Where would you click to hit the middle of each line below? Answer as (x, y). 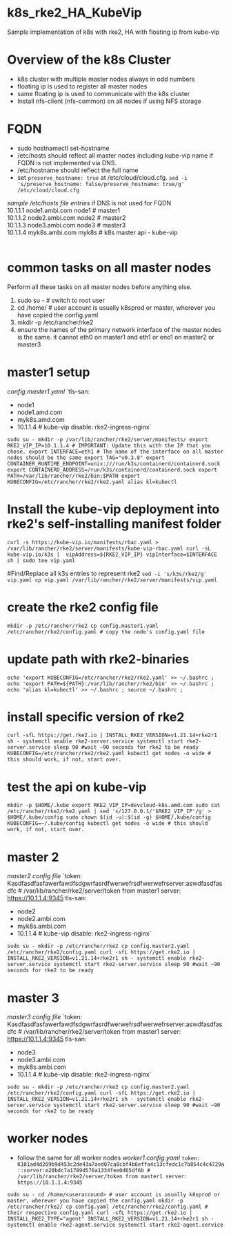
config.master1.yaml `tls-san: (49, 391)
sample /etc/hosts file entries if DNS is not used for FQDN (89, 203)
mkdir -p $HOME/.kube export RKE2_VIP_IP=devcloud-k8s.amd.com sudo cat (114, 806)
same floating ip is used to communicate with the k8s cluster (103, 93)
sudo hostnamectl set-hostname (63, 148)
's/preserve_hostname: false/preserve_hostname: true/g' (101, 184)
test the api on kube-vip (77, 787)
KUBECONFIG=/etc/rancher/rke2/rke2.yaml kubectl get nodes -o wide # (109, 754)
